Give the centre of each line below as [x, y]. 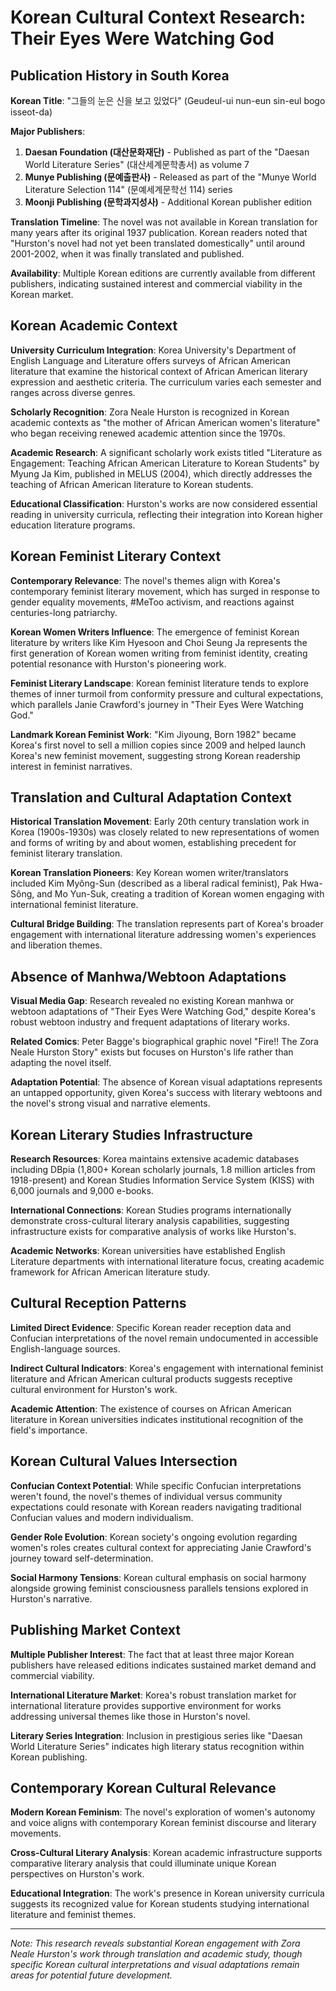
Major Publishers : [48, 131]
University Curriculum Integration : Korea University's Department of [153, 350]
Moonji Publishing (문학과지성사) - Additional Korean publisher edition [168, 202]
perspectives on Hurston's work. [77, 1874]
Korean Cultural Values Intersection [124, 1461]
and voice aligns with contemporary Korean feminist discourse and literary [163, 1823]
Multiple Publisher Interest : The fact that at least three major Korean [152, 1654]
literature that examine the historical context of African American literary [159, 371]
